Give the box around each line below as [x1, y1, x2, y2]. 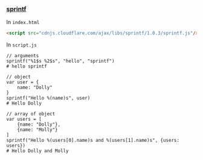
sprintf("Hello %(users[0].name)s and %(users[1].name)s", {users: [6, 138, 180, 144]
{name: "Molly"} [17, 127, 59, 133]
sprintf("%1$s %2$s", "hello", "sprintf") [6, 58, 115, 65]
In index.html [6, 19, 40, 26]
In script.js [6, 41, 37, 48]
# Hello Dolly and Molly [6, 148, 69, 154]
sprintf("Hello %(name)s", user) [6, 95, 91, 101]
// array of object [6, 111, 56, 117]
